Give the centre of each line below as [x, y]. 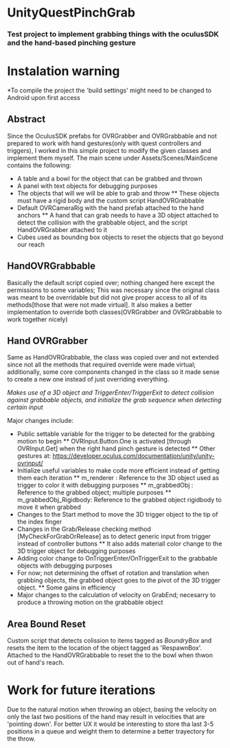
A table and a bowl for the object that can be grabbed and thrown [110, 178]
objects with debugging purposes [65, 565]
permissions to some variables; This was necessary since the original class [113, 290]
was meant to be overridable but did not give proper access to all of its [107, 297]
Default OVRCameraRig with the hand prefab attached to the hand [110, 207]
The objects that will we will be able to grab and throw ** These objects [118, 193]
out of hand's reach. [36, 663]
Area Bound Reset [46, 624]
